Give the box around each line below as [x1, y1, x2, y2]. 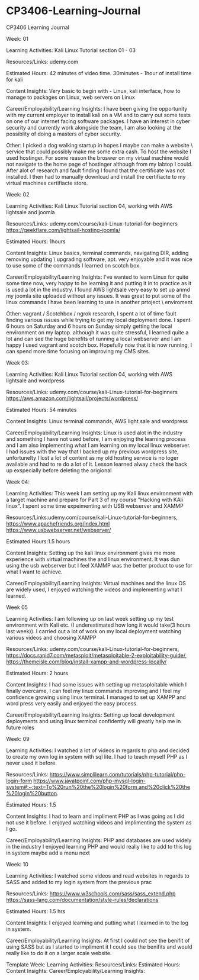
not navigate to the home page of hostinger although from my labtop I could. [6, 160, 193, 167]
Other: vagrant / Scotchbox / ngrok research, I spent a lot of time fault [6, 310, 176, 317]
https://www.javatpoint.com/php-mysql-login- [33, 777, 146, 784]
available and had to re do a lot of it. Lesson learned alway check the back [6, 460, 188, 468]
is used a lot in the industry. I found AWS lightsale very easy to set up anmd [6, 286, 191, 293]
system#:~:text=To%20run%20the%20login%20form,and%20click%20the [6, 783, 191, 791]
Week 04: [6, 478, 30, 485]
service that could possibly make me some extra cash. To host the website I [6, 148, 191, 155]
